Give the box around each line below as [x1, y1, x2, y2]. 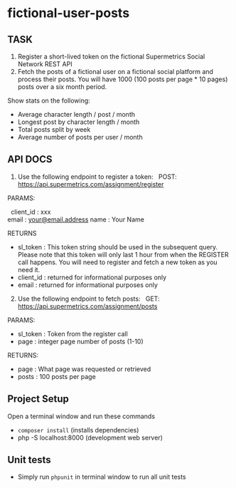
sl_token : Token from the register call [17, 329, 128, 338]
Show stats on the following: [7, 96, 90, 105]
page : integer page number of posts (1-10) [17, 337, 144, 346]
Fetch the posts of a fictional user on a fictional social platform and [17, 68, 213, 76]
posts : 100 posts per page [17, 372, 96, 380]
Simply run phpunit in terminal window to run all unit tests [17, 472, 186, 482]
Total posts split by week [17, 125, 91, 133]
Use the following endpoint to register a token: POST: [17, 172, 178, 181]
